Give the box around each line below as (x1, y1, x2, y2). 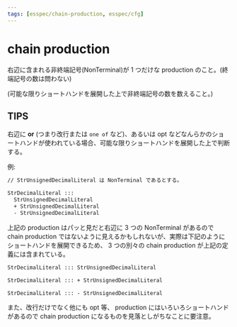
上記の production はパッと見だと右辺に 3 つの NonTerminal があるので (7, 223, 214, 231)
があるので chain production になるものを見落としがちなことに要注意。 (7, 312, 216, 321)
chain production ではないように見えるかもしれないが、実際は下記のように (7, 232, 226, 240)
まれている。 (31, 250, 69, 258)
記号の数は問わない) (13, 74, 72, 82)
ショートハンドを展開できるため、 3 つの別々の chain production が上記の (7, 240, 223, 249)
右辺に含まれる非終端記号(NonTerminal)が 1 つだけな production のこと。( (7, 65, 223, 74)
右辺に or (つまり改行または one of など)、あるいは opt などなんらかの (7, 130, 212, 138)
